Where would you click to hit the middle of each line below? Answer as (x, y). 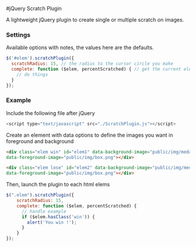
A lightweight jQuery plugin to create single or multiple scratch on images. (95, 20)
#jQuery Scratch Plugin (34, 8)
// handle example (44, 211)
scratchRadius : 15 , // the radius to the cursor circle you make (92, 64)
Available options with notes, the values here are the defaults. (80, 48)
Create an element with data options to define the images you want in (90, 135)
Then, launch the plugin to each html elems (58, 185)
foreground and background (40, 141)
